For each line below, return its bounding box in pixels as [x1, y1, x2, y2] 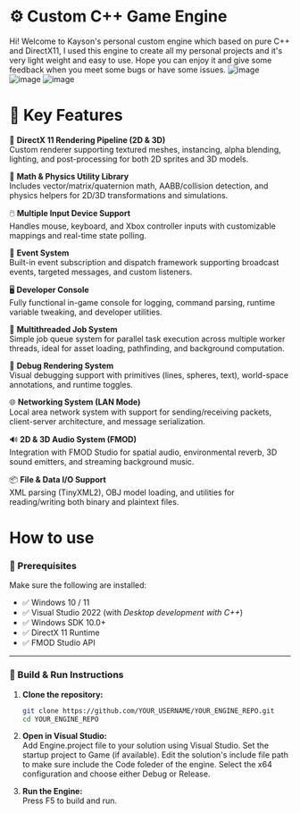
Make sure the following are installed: [9, 580, 147, 591]
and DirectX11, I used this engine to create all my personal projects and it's [9, 45, 283, 55]
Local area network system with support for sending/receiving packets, [9, 406, 272, 417]
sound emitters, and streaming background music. [9, 456, 195, 466]
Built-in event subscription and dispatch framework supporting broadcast [9, 256, 279, 267]
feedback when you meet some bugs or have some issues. [9, 64, 226, 75]
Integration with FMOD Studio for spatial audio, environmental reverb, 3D [9, 447, 278, 457]
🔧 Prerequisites [9, 559, 78, 572]
